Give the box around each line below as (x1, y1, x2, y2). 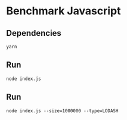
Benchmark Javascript (6, 4, 121, 18)
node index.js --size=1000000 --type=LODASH (6, 107, 119, 114)
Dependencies (6, 28, 61, 38)
